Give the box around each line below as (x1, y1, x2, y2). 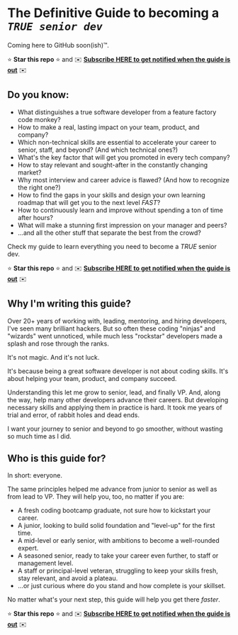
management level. (17, 559, 74, 568)
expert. (17, 544, 39, 553)
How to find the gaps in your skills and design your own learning (17, 190, 205, 199)
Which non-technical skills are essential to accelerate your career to (17, 138, 217, 146)
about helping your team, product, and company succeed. (7, 374, 177, 382)
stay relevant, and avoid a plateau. (17, 574, 118, 582)
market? (17, 168, 42, 177)
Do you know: (7, 89, 69, 101)
